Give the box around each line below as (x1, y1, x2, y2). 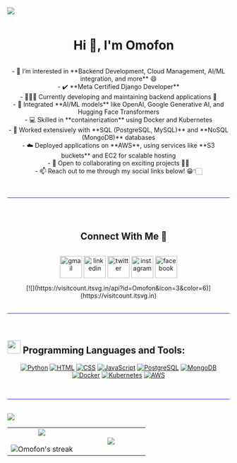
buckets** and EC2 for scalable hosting (61, 151, 176, 160)
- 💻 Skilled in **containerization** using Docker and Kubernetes (24, 115, 213, 124)
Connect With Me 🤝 (80, 230, 167, 242)
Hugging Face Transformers (77, 107, 160, 116)
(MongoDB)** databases (81, 133, 156, 141)
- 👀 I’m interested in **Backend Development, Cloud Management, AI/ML (11, 66, 226, 75)
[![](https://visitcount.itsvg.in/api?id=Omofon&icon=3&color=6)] (25, 283, 212, 292)
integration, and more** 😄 (80, 74, 157, 83)
